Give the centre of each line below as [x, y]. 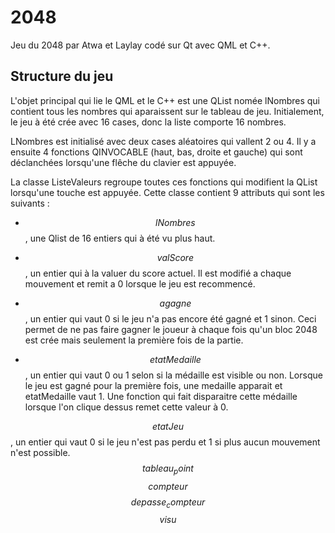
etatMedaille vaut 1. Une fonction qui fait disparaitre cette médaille [161, 396]
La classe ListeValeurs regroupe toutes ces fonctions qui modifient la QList [164, 182]
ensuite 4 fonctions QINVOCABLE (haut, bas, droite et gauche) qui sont [156, 152]
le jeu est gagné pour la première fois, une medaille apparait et [153, 385]
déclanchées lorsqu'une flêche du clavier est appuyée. [123, 162]
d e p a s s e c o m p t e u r [168, 503]
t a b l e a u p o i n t [168, 469]
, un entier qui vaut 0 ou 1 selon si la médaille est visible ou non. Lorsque [173, 375]
